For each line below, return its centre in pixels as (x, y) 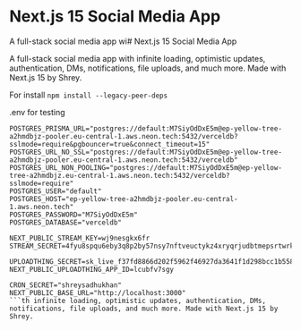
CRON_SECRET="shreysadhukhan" (66, 285)
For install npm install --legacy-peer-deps (89, 95)
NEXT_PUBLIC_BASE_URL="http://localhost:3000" (98, 292)
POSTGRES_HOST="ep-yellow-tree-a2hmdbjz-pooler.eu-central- (124, 199)
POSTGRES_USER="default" (56, 191)
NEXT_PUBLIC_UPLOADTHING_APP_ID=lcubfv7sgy (92, 269)
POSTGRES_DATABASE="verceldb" (66, 222)
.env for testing (37, 112)
